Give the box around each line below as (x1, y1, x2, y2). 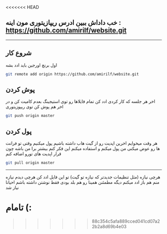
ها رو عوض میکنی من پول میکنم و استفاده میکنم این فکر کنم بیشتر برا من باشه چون (5, 146, 160, 151)
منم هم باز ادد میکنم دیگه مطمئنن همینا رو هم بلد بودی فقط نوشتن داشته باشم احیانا (5, 179, 160, 185)
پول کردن (5, 127, 32, 135)
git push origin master (5, 114, 55, 118)
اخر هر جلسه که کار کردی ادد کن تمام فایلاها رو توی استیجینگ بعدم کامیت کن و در (5, 99, 156, 105)
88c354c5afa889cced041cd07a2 (92, 218, 160, 224)
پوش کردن (5, 85, 35, 94)
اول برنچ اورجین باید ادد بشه (5, 62, 57, 68)
